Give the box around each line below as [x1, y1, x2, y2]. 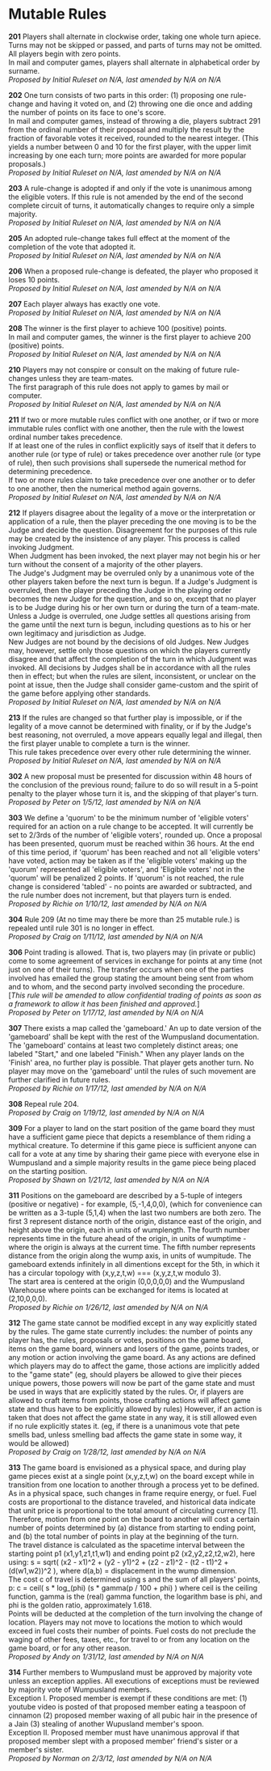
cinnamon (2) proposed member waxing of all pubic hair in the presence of [8, 1710, 258, 1720]
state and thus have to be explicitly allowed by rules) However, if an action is [8, 1404, 262, 1413]
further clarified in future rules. [8, 1074, 111, 1084]
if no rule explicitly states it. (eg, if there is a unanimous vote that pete [8, 1421, 240, 1430]
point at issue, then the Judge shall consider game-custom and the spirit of [8, 680, 259, 689]
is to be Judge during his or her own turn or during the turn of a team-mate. [8, 602, 260, 612]
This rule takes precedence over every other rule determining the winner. [8, 747, 252, 756]
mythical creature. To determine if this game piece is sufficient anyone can [8, 1140, 256, 1150]
